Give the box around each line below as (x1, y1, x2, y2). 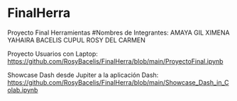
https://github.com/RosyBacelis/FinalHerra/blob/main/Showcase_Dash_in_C (7, 78, 229, 86)
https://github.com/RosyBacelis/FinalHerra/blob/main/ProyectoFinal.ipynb (7, 57, 224, 65)
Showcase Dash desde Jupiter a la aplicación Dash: (7, 71, 159, 79)
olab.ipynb (7, 85, 38, 94)
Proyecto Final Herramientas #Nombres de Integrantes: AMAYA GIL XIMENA (7, 28, 230, 37)
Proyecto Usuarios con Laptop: (7, 49, 98, 58)
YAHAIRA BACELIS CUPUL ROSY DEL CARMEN (7, 35, 145, 44)
